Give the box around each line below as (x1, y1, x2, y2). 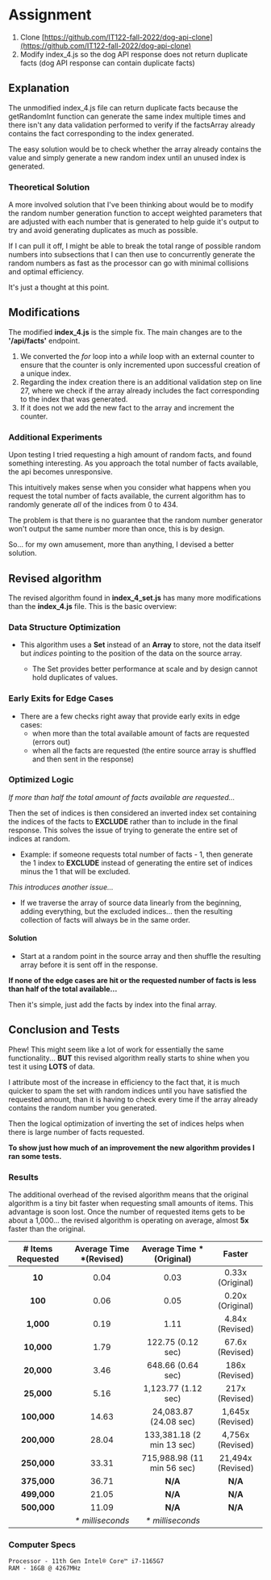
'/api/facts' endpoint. (8, 336, 81, 345)
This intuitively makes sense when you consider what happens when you (8, 482, 252, 493)
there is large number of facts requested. (8, 1127, 145, 1136)
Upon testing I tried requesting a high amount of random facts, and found (8, 450, 252, 460)
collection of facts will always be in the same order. (19, 915, 191, 924)
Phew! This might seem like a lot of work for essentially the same (8, 1044, 224, 1054)
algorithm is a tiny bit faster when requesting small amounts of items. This (8, 1199, 254, 1208)
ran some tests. (8, 1151, 62, 1161)
